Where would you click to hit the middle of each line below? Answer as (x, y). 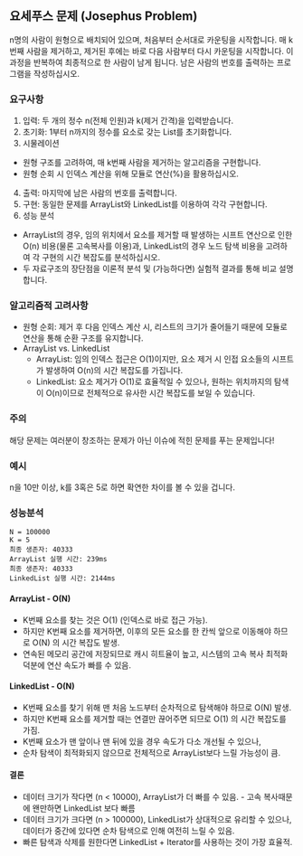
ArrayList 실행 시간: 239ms (58, 560)
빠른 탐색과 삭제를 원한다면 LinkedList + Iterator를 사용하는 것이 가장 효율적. (157, 842)
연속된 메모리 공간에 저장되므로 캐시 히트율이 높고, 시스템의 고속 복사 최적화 (155, 654)
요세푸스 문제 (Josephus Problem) (104, 16)
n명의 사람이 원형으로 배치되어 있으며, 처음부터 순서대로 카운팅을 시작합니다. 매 (148, 40)
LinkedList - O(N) (42, 686)
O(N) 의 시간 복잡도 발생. (76, 642)
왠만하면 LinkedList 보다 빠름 (84, 808)
